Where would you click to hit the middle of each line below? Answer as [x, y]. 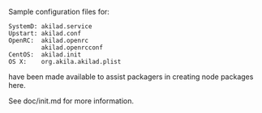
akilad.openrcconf [72, 48]
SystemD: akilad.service [50, 27]
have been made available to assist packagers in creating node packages [131, 77]
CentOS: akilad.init [45, 55]
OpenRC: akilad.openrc [49, 40]
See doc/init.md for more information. [71, 101]
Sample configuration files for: [59, 12]
